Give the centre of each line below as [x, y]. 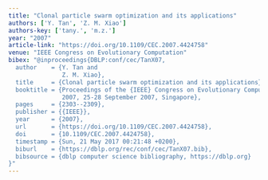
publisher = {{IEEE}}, [53, 112]
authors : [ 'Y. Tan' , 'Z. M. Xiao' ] [67, 23]
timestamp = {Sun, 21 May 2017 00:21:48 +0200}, [98, 141]
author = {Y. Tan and [57, 68]
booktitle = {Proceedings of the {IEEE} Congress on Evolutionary [128, 90]
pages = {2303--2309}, [60, 104]
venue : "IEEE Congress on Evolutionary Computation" [98, 53]
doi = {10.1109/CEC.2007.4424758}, [85, 134]
